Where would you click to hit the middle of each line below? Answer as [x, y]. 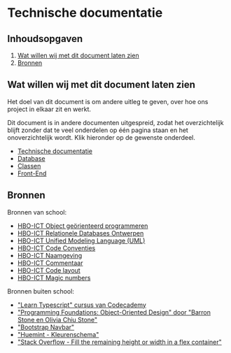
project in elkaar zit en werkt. [49, 109]
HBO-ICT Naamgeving [50, 255]
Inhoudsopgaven [45, 39]
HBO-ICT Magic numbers [54, 278]
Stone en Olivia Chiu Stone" [57, 319]
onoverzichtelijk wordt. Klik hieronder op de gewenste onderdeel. [101, 137]
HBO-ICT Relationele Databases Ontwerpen [80, 233]
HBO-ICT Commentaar [50, 263]
